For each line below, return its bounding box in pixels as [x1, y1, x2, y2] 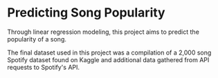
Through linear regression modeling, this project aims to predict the [7, 28, 199, 36]
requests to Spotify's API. [7, 63, 80, 71]
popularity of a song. [7, 35, 67, 43]
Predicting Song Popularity [7, 5, 165, 21]
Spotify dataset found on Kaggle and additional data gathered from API [7, 55, 210, 64]
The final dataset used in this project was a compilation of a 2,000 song [7, 48, 212, 57]
